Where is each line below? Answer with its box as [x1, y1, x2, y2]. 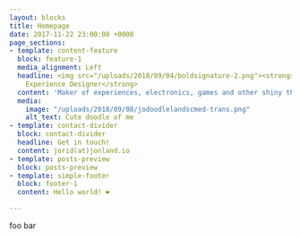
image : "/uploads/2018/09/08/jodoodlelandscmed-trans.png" [25, 105, 251, 114]
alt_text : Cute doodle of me [25, 113, 134, 122]
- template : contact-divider [9, 122, 118, 131]
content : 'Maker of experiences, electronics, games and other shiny [17, 88, 282, 97]
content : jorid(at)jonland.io [17, 146, 130, 155]
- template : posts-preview [9, 154, 110, 164]
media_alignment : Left [17, 64, 102, 72]
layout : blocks [9, 13, 66, 22]
